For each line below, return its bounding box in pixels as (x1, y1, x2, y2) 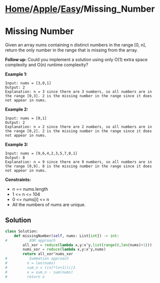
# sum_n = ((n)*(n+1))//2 (5, 265, 76, 270)
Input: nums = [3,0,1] (5, 81, 51, 86)
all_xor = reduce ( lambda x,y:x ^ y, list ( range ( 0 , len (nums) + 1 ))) (23, 242, 152, 247)
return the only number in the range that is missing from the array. (5, 47, 138, 53)
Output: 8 (5, 155, 25, 160)
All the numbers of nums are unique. (12, 202, 86, 208)
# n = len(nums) (5, 261, 56, 266)
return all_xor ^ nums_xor (23, 252, 73, 257)
